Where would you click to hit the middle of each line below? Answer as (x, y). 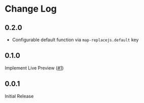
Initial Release (19, 96)
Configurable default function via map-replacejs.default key (75, 40)
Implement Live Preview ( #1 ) (34, 68)
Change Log (31, 9)
